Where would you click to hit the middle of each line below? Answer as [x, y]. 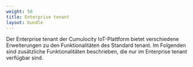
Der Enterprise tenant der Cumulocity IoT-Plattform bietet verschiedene [93, 39]
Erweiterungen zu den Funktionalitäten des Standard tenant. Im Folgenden [96, 45]
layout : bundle [25, 22]
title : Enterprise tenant [38, 17]
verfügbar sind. [25, 58]
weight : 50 [19, 11]
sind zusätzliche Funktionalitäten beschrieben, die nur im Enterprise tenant [96, 52]
